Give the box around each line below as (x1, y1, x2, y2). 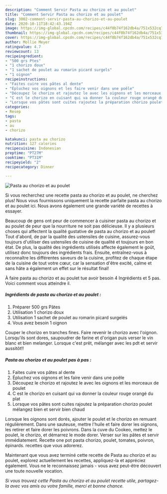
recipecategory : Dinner (5, 164, 55, 169)
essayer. (5, 208, 22, 214)
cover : (5, 35, 19, 40)
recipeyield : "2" (5, 160, 41, 165)
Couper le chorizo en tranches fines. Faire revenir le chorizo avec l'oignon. (5, 330, 158, 336)
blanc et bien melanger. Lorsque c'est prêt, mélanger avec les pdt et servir (5, 340, 158, 346)
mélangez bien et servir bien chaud (12, 406, 85, 412)
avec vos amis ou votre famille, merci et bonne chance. (9, 483, 124, 489)
